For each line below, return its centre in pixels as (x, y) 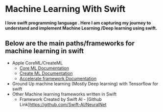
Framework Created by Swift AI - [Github (60, 99)
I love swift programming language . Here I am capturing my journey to (78, 22)
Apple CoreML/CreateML (37, 63)
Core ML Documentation (44, 68)
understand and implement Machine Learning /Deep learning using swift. (81, 28)
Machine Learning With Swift (65, 9)
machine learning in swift (45, 51)
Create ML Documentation (46, 73)
